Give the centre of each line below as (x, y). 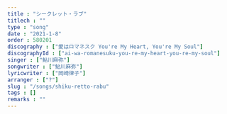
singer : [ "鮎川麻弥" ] (39, 60)
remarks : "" (27, 100)
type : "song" (28, 27)
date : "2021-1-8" (34, 34)
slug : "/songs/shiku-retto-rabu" (59, 86)
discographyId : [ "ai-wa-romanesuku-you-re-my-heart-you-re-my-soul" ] (114, 54)
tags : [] (22, 93)
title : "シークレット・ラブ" (47, 14)
